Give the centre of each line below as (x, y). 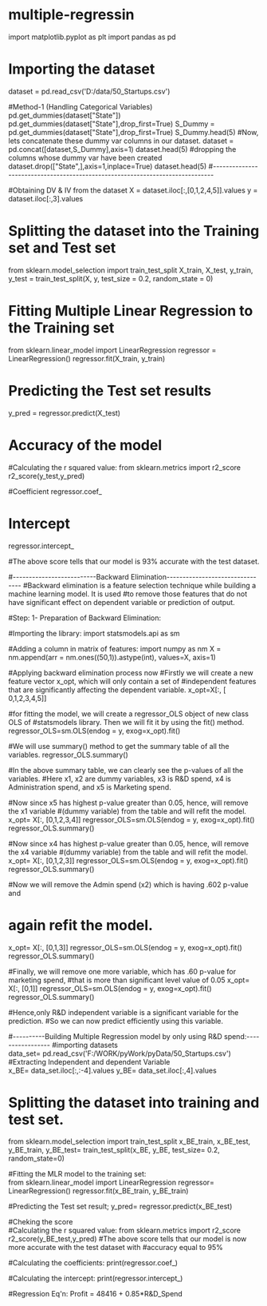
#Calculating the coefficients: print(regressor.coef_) (93, 1263)
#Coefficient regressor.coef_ (55, 491)
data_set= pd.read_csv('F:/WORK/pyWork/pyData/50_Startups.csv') (120, 1053)
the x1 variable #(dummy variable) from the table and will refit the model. (128, 811)
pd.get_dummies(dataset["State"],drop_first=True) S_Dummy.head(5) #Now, (133, 132)
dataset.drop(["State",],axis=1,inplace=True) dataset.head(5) (108, 166)
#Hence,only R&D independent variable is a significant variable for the (124, 1012)
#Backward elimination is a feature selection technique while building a (139, 585)
